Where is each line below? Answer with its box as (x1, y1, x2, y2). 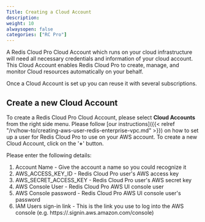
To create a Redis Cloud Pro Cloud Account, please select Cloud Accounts (6, 114, 196, 121)
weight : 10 (6, 20, 34, 26)
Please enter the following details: (6, 151, 92, 159)
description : (6, 15, 40, 21)
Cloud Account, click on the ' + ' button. (6, 139, 104, 147)
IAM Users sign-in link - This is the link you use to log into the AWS (15, 202, 184, 210)
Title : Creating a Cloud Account (6, 9, 92, 15)
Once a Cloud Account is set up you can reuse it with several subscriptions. (6, 80, 197, 87)
